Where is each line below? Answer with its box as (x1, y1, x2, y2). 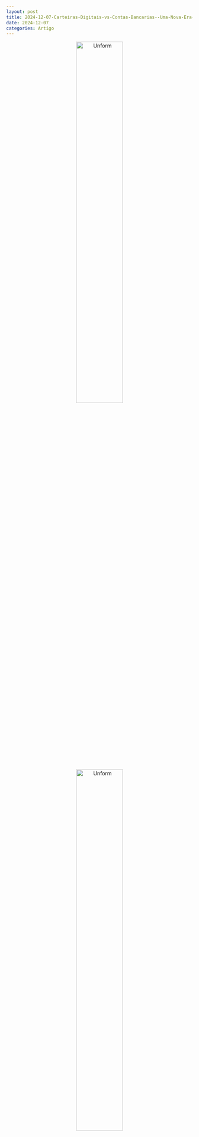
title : (6, 14, 23, 20)
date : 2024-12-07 (6, 20, 49, 25)
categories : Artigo (6, 25, 54, 31)
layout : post (6, 8, 38, 15)
